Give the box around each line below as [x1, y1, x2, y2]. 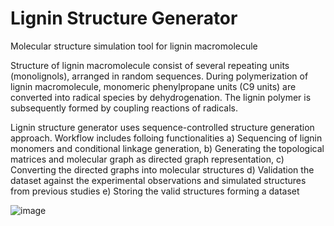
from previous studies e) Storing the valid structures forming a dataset [10, 185, 300, 197]
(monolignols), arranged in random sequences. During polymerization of [10, 70, 309, 82]
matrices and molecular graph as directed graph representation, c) [10, 153, 285, 165]
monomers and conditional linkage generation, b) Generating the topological [10, 142, 325, 154]
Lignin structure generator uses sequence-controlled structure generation [10, 121, 315, 133]
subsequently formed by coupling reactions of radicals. [10, 102, 239, 114]
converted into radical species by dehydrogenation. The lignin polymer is [10, 91, 312, 103]
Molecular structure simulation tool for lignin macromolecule [10, 40, 258, 52]
